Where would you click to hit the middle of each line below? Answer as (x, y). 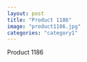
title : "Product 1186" (39, 20)
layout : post (26, 13)
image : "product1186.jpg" (44, 26)
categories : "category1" (42, 33)
